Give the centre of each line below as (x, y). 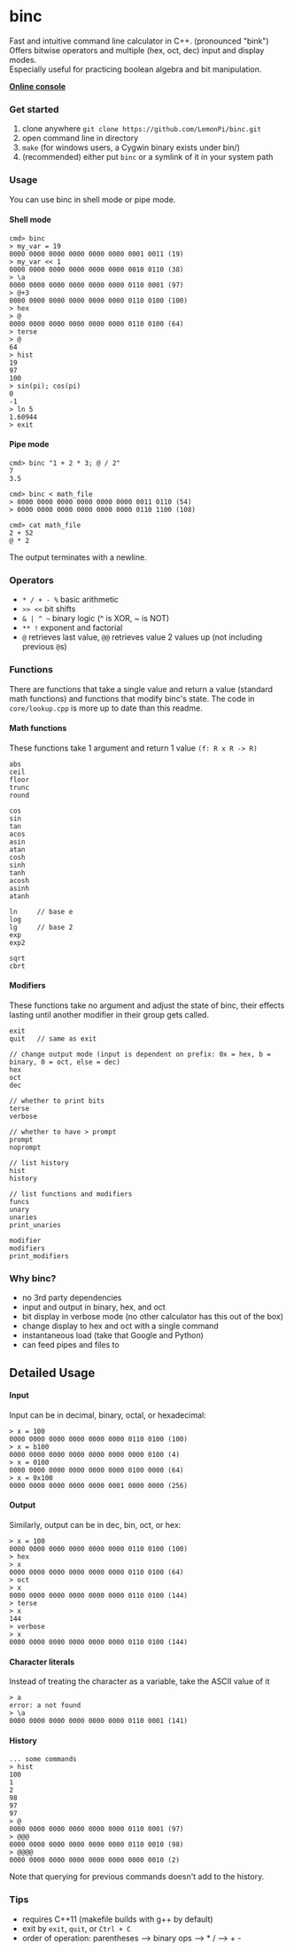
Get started (34, 109)
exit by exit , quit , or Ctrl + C (76, 1928)
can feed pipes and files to (70, 1345)
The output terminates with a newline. (78, 557)
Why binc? (33, 1278)
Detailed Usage (52, 1373)
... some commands (43, 1759)
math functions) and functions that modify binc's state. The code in (132, 698)
